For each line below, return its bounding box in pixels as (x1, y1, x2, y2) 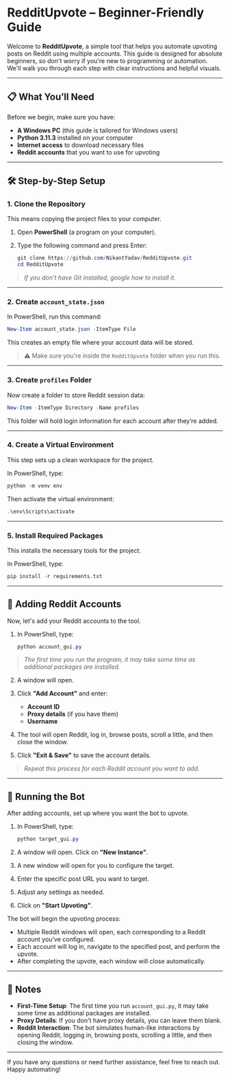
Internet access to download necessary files (16, 141, 144, 149)
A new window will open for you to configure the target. (16, 862, 175, 870)
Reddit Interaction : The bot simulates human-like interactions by (16, 1023, 200, 1031)
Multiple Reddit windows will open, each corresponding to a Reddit (16, 928, 206, 937)
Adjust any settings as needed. (16, 888, 105, 897)
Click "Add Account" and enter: (16, 689, 108, 698)
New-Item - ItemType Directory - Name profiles (7, 404, 139, 411)
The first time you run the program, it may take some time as (23, 656, 196, 664)
